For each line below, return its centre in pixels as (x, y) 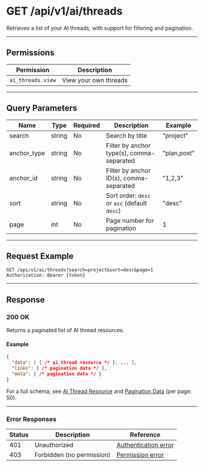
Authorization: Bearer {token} (46, 275)
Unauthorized (54, 445)
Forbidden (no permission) (73, 455)
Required (87, 125)
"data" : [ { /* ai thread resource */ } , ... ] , (74, 363)
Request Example (40, 256)
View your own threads (95, 80)
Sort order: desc (128, 196)
